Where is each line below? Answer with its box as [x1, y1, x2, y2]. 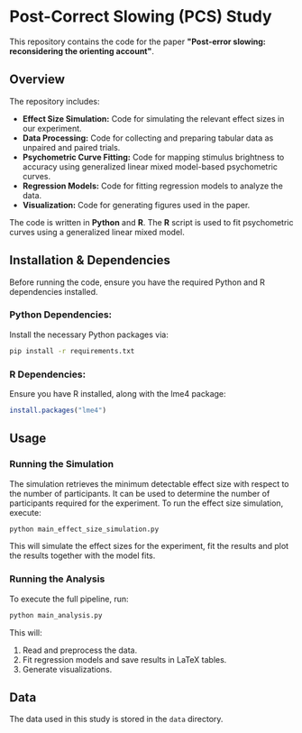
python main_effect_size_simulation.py [9, 525, 160, 534]
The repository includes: [9, 96, 100, 106]
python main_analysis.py [9, 610, 103, 619]
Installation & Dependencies [9, 252, 171, 268]
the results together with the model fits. [9, 550, 156, 561]
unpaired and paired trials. [22, 142, 121, 152]
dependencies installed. [9, 286, 98, 297]
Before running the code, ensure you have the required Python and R [9, 277, 266, 288]
